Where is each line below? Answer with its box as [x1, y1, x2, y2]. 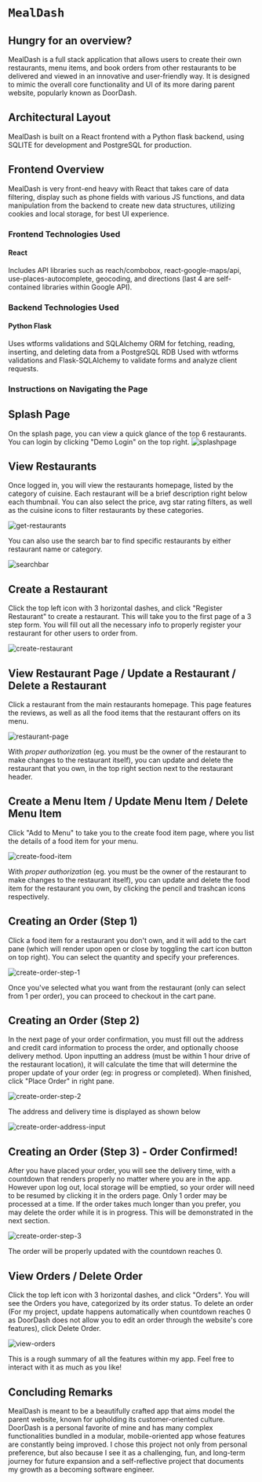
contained [8, 282, 41, 292]
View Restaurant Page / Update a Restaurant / [8, 666, 237, 680]
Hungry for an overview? [8, 34, 133, 47]
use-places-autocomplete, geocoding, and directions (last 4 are [8, 274, 215, 283]
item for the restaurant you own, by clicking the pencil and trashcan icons [8, 883, 246, 893]
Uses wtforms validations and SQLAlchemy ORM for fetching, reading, [8, 338, 235, 348]
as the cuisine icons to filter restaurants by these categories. [8, 506, 204, 515]
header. [8, 772, 33, 782]
